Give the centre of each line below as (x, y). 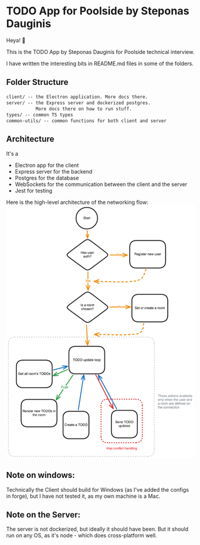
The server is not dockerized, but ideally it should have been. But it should (98, 529)
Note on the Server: (43, 515)
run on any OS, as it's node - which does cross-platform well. (81, 535)
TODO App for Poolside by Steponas (98, 11)
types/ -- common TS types (40, 115)
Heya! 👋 (16, 40)
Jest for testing (33, 190)
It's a (12, 153)
